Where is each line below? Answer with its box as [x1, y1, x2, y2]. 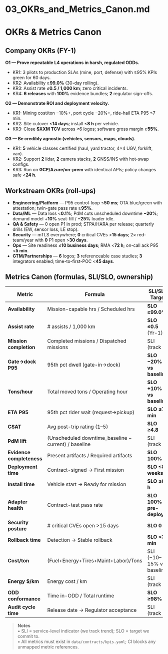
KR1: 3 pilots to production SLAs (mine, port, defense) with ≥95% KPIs [12, 69, 157, 76]
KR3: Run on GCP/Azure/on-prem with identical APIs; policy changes [12, 167, 156, 173]
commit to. [17, 633, 40, 639]
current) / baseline [47, 441, 91, 448]
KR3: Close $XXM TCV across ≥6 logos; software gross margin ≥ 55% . [12, 126, 159, 132]
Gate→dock [7, 358, 36, 365]
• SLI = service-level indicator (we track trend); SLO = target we [17, 627, 149, 634]
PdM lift [7, 437, 26, 444]
